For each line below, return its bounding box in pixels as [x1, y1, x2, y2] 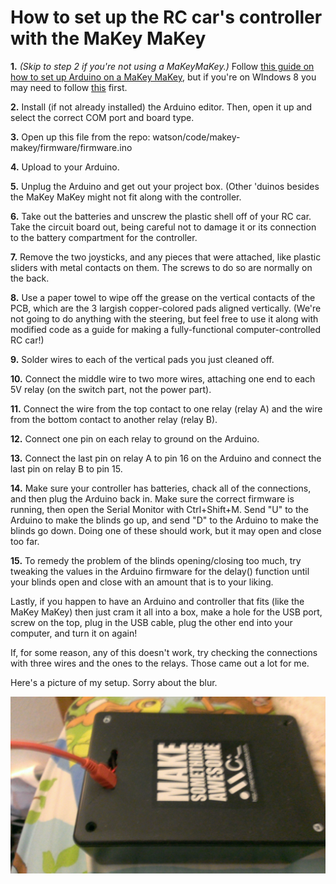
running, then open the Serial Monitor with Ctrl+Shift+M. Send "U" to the [10, 503, 309, 515]
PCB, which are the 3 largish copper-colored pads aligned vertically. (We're [10, 302, 322, 314]
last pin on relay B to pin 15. [10, 462, 123, 475]
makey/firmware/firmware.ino [10, 141, 133, 153]
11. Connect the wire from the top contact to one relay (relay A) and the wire [10, 402, 323, 415]
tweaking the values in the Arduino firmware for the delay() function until [10, 565, 310, 577]
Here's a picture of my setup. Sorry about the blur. [10, 676, 218, 688]
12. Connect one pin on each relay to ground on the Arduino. [10, 432, 260, 445]
